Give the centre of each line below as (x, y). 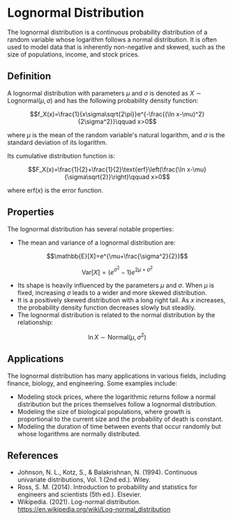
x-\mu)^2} (190, 114)
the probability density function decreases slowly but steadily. (107, 307)
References (33, 456)
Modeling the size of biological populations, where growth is (104, 411)
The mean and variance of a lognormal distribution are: (96, 243)
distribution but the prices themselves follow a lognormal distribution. (117, 404)
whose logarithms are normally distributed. (79, 434)
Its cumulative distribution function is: (61, 155)
